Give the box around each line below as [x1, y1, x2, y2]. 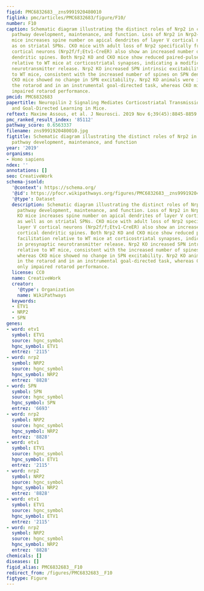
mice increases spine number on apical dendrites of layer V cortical [12, 37, 194, 43]
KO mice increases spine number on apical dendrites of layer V [17, 213, 183, 219]
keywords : [12, 298, 36, 304]
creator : [12, 281, 34, 287]
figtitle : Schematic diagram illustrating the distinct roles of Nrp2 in [6, 133, 197, 140]
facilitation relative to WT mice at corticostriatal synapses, [17, 235, 183, 241]
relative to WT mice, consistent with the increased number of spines [17, 247, 200, 253]
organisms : [6, 150, 34, 157]
